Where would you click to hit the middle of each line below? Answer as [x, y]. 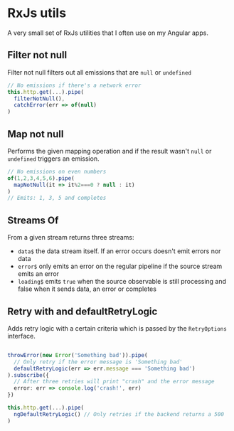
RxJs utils [37, 13]
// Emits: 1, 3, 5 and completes [57, 198]
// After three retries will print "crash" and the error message [114, 382]
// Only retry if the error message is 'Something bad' [98, 362]
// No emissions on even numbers [57, 171]
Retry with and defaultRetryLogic [83, 311]
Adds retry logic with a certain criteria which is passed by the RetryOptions [117, 328]
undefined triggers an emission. [53, 159]
